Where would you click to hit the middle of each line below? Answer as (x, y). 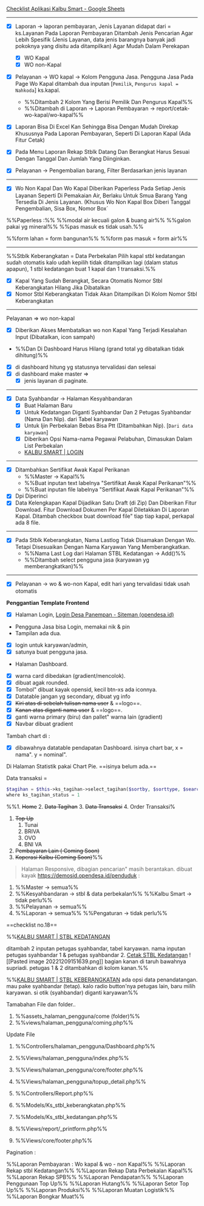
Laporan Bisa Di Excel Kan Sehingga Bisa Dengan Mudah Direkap (97, 127)
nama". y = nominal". (41, 755)
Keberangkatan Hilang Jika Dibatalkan (63, 287)
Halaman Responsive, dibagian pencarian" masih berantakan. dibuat (107, 869)
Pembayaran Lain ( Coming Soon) (57, 851)
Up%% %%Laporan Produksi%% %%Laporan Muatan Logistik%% (90, 1190)
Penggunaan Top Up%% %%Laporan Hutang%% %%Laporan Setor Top (98, 1183)
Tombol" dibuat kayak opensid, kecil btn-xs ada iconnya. (86, 689)
